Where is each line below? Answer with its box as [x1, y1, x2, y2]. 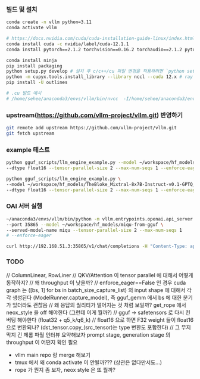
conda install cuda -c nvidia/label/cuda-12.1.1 [6, 41, 129, 47]
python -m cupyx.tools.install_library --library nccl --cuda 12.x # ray [6, 74, 193, 80]
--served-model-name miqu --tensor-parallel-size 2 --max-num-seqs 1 [6, 227, 183, 233]
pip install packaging [6, 63, 62, 69]
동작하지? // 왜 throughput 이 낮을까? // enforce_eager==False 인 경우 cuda [6, 279, 186, 287]
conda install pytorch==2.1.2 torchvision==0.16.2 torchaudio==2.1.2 [6, 46, 183, 52]
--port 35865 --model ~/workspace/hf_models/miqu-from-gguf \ [6, 222, 164, 228]
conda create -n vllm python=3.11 [6, 19, 92, 25]
